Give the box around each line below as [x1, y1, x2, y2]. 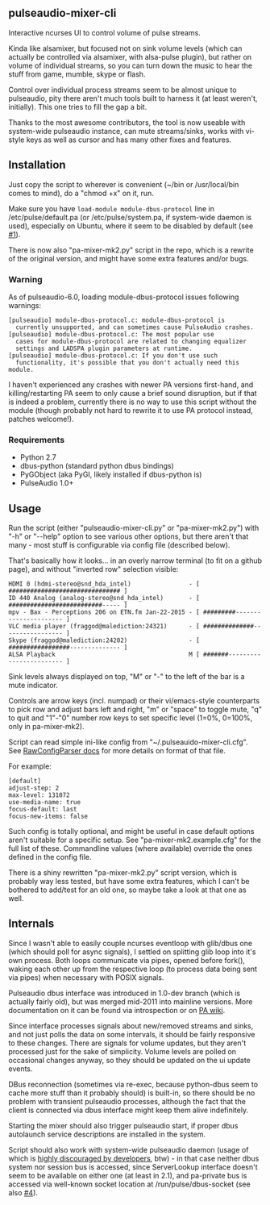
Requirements [8, 434, 65, 445]
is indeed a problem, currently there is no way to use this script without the [8, 397, 257, 407]
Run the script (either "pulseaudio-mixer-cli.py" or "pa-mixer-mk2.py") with [8, 523, 260, 533]
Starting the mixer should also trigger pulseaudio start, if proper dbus [8, 1120, 239, 1130]
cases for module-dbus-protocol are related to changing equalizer [15, 337, 247, 345]
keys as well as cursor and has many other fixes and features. [26, 135, 232, 144]
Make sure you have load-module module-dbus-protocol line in [8, 203, 215, 213]
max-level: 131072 [8, 791, 70, 799]
